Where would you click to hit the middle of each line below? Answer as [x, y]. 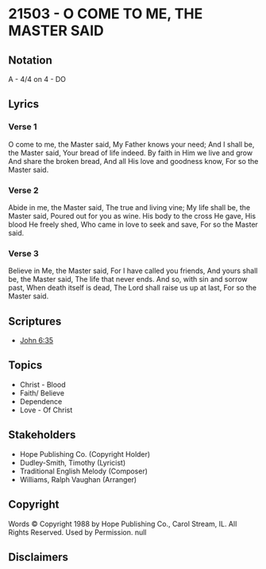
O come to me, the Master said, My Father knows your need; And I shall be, [131, 144]
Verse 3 [23, 253]
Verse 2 [23, 190]
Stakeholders [42, 435]
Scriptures [35, 321]
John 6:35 [37, 341]
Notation [31, 60]
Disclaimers [39, 557]
